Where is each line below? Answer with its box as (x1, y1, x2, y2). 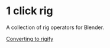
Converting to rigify (6, 35, 54, 42)
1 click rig (6, 4, 53, 18)
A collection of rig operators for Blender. (6, 24, 105, 31)
